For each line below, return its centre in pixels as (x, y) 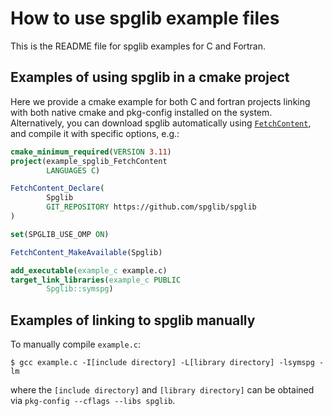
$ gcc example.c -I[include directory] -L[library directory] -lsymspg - (167, 363)
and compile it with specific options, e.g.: (95, 133)
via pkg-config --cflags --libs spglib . (93, 401)
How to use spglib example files (145, 18)
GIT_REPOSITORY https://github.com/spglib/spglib (151, 207)
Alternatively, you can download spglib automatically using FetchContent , (161, 123)
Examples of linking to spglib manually (133, 320)
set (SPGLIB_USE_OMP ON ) (60, 234)
